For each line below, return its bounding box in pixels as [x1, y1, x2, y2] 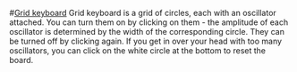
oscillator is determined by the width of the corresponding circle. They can [9, 27, 284, 36]
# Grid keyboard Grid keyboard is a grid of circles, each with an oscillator [9, 8, 277, 18]
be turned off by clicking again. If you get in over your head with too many [9, 36, 283, 46]
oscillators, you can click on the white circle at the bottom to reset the [9, 45, 267, 56]
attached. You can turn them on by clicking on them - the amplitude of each [9, 17, 289, 28]
